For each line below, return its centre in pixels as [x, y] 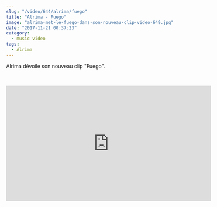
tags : [13, 44]
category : [18, 33]
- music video [28, 39]
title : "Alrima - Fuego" [36, 17]
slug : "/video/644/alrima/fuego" [47, 11]
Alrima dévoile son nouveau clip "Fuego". [56, 66]
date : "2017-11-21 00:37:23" [42, 28]
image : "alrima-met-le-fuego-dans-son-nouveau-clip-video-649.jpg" [90, 22]
